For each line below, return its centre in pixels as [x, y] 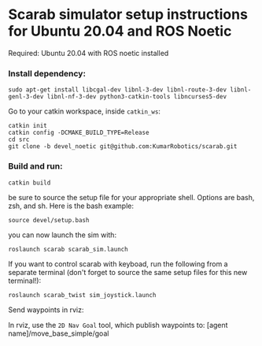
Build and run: [35, 166]
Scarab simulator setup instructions [128, 15]
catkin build [30, 183]
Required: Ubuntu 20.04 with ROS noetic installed [89, 53]
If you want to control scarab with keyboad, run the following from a [118, 264]
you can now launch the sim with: [62, 235]
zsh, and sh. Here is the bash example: [71, 206]
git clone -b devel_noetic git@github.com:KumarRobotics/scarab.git [123, 147]
